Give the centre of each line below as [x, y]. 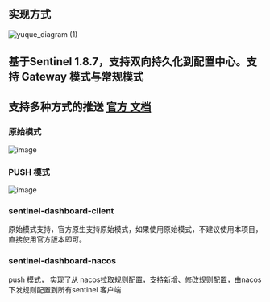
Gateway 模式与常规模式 [82, 77]
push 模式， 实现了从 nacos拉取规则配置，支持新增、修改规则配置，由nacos [135, 279]
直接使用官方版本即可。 [47, 239]
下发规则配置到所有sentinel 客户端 [65, 289]
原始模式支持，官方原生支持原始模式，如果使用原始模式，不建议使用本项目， [135, 230]
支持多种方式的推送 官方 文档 [80, 107]
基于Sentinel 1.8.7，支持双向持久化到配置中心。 [128, 62]
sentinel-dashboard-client [61, 211]
